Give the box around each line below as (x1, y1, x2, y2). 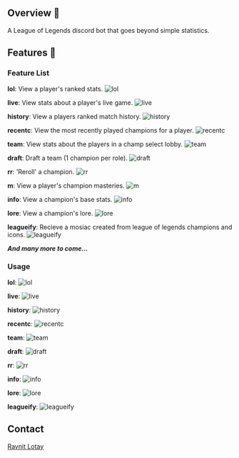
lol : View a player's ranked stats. (7, 84, 103, 93)
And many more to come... (7, 244, 88, 253)
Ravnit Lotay (7, 442, 44, 450)
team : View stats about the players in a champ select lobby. (7, 140, 183, 148)
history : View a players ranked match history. (7, 112, 141, 121)
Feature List (7, 68, 50, 78)
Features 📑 (7, 47, 56, 59)
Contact (7, 423, 44, 435)
